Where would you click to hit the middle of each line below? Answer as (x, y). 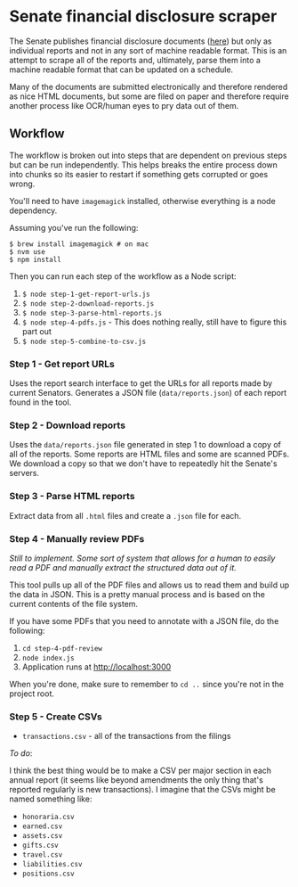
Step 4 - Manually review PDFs (77, 538)
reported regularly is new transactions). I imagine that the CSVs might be (142, 790)
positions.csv (48, 874)
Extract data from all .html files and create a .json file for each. (125, 515)
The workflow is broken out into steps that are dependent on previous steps (148, 155)
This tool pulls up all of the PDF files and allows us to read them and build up (149, 585)
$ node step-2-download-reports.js (88, 304)
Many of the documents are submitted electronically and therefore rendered (149, 86)
